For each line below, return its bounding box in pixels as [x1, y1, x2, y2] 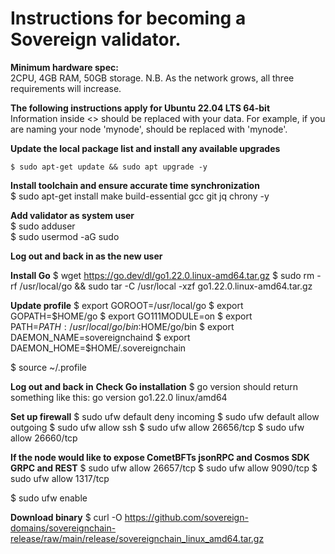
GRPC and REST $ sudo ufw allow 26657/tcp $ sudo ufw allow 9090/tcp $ [10, 462, 318, 474]
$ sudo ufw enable [10, 492, 88, 504]
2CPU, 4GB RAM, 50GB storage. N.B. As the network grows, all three [10, 72, 295, 84]
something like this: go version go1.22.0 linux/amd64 [10, 391, 228, 403]
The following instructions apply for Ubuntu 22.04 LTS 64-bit [10, 102, 271, 114]
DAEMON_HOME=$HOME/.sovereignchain [10, 342, 187, 354]
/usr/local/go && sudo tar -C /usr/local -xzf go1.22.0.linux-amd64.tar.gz [19, 280, 313, 292]
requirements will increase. [10, 82, 122, 94]
